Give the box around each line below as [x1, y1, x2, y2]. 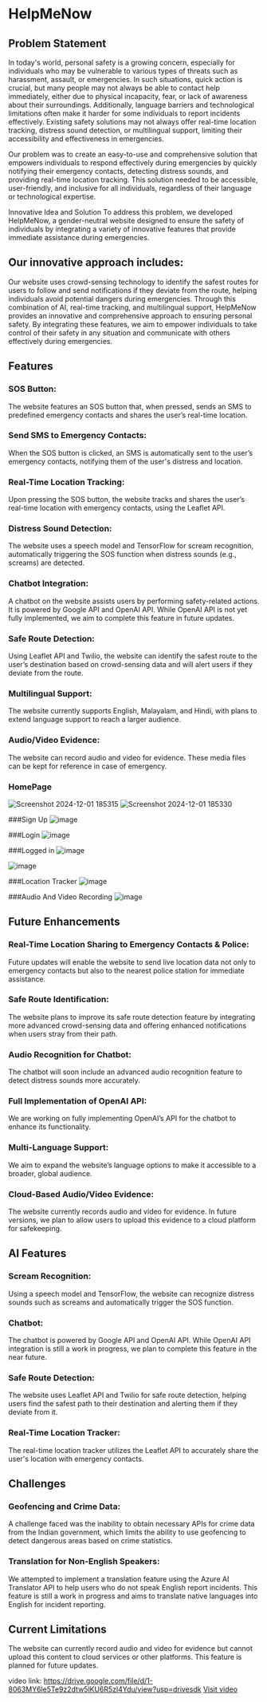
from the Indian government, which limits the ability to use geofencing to [8, 1527, 246, 1537]
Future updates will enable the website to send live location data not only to [8, 957, 257, 966]
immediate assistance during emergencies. [8, 233, 150, 242]
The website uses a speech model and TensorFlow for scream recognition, [8, 541, 254, 551]
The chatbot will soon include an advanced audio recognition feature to [8, 1067, 243, 1077]
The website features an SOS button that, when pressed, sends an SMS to [8, 401, 252, 411]
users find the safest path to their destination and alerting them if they [8, 1399, 238, 1408]
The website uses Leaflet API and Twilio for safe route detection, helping [8, 1390, 247, 1400]
